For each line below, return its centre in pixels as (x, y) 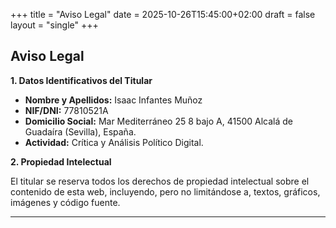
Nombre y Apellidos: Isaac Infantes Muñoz (113, 100)
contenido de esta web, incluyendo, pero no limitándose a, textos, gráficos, (165, 191)
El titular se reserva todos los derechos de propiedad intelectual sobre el (160, 181)
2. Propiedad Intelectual (61, 161)
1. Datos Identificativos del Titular (81, 80)
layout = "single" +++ (54, 25)
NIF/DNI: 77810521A (66, 110)
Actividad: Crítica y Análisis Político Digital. (114, 142)
